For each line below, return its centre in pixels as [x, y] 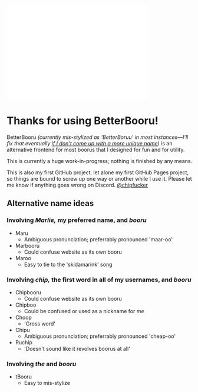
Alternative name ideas [50, 203]
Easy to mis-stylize [47, 383]
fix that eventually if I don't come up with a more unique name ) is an [90, 143]
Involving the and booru [42, 364]
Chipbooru [28, 292]
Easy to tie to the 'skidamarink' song [68, 264]
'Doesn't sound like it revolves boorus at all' [77, 348]
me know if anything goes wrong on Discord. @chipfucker [77, 185]
